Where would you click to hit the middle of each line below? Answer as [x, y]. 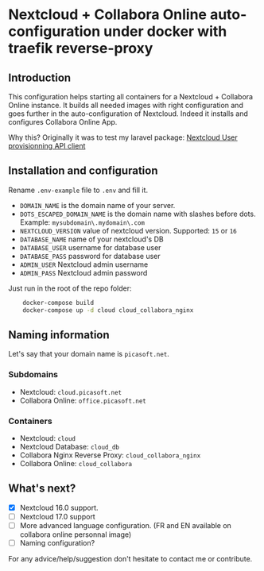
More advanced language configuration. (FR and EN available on [126, 525]
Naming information [59, 335]
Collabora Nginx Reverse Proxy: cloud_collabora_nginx [110, 455]
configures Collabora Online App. [63, 122]
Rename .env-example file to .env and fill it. [78, 190]
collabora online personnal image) [76, 534]
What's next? [42, 489]
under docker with [165, 31]
